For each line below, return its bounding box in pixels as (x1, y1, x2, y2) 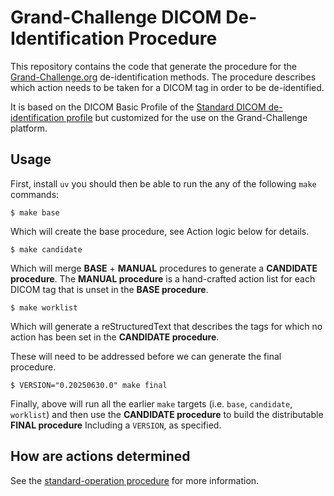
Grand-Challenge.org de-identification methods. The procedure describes (10, 71, 317, 83)
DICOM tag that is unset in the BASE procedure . (10, 283, 209, 295)
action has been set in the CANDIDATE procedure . (10, 331, 220, 343)
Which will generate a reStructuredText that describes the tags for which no (10, 320, 323, 332)
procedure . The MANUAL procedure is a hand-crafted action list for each (10, 272, 316, 285)
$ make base (10, 207, 60, 218)
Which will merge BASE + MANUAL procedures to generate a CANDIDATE (10, 262, 318, 274)
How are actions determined (10, 448, 191, 465)
